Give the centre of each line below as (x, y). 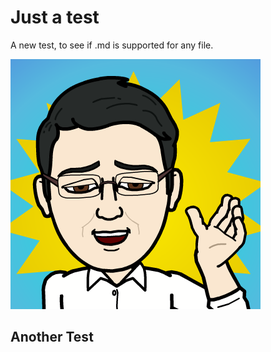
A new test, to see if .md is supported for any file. (112, 45)
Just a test (55, 17)
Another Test (52, 337)
